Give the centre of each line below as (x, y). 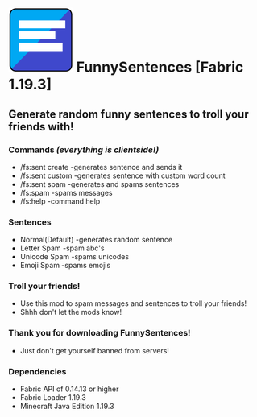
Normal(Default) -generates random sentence (96, 240)
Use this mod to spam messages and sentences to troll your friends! (133, 303)
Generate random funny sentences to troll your (128, 114)
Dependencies (37, 371)
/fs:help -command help (60, 201)
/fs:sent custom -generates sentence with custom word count (122, 175)
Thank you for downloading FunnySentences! (99, 333)
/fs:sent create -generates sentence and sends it (101, 167)
